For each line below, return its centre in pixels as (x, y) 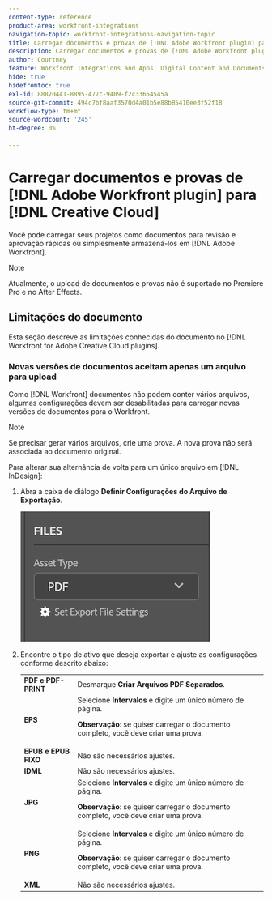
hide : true (27, 77)
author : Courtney (38, 60)
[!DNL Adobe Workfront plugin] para (133, 195)
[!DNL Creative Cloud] (84, 213)
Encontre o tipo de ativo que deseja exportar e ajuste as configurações (138, 654)
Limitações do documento (76, 317)
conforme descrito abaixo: (64, 663)
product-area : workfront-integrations (74, 26)
